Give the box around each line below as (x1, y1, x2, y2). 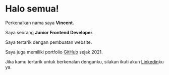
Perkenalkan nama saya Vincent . (5, 20, 74, 26)
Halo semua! (5, 3, 59, 15)
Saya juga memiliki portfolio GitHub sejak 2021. (5, 49, 103, 55)
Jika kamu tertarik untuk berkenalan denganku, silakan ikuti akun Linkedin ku (5, 58, 164, 64)
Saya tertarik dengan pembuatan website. (5, 39, 92, 45)
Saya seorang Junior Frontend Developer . (5, 29, 94, 35)
